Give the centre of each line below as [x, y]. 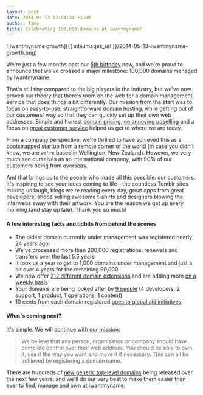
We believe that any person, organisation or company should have [104, 341]
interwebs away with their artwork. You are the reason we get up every [95, 203]
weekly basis [32, 282]
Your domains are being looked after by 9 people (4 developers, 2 [98, 289]
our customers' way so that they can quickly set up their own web [89, 115]
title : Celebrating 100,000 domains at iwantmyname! [74, 29]
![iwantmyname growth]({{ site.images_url [59, 46]
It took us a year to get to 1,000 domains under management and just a [104, 263]
